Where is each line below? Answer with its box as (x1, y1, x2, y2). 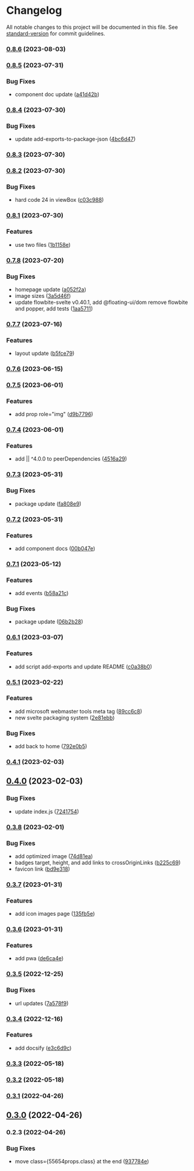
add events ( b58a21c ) (14, 590, 69, 597)
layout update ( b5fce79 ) (14, 349, 75, 357)
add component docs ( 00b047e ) (14, 545, 96, 552)
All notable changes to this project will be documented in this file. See (6, 23, 178, 31)
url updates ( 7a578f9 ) (14, 999, 69, 1006)
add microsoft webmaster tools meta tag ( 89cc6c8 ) (14, 707, 143, 715)
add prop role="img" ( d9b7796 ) (14, 411, 93, 418)
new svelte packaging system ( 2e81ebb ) (14, 714, 115, 721)
